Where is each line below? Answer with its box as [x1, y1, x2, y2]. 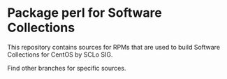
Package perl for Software [7, 5, 162, 21]
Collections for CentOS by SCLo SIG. [7, 50, 113, 59]
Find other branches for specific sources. [7, 64, 126, 72]
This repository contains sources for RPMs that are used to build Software [7, 43, 221, 51]
